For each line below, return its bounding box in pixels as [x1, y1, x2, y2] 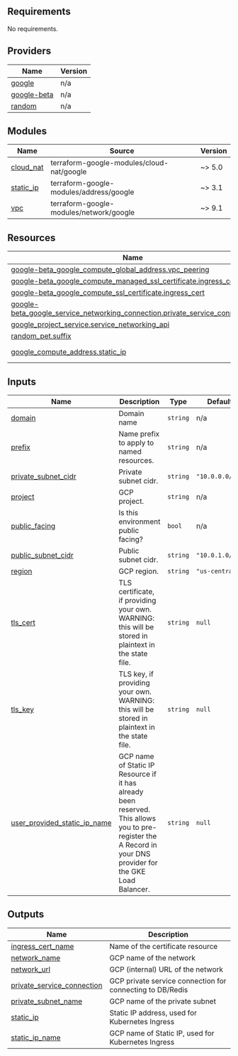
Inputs [7, 376, 37, 388]
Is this [118, 508, 139, 518]
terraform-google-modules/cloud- [50, 158, 169, 168]
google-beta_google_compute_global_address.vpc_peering [11, 265, 210, 275]
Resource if [118, 769, 157, 779]
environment [118, 517, 161, 527]
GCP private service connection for [109, 976, 227, 986]
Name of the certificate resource [109, 941, 218, 951]
